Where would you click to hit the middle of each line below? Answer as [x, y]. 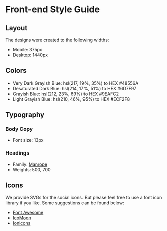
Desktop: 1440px [30, 55]
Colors [16, 71]
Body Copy [19, 129]
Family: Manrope [30, 164]
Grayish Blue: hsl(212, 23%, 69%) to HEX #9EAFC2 [66, 94]
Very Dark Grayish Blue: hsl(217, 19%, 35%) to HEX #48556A [75, 83]
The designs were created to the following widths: [57, 40]
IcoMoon [22, 218]
